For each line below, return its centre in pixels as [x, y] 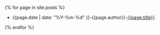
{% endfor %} [20, 27]
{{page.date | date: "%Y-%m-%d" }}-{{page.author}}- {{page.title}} [83, 17]
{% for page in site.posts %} [35, 7]
